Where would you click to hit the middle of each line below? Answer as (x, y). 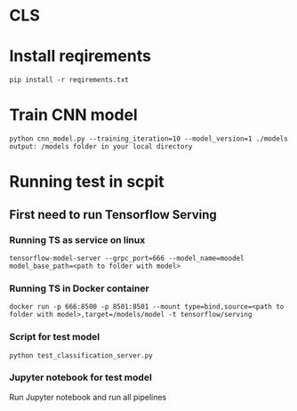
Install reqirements (80, 56)
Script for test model (55, 337)
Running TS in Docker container (79, 288)
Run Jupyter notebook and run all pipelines (88, 397)
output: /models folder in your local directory (101, 147)
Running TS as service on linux (77, 239)
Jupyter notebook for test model (81, 377)
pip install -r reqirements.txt (69, 80)
